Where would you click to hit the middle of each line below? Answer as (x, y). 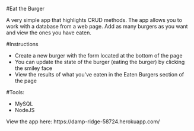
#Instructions (22, 44)
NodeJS (25, 110)
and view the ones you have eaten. (49, 33)
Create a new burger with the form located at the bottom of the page (98, 55)
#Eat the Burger (26, 9)
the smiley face (33, 68)
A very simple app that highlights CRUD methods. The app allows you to (94, 20)
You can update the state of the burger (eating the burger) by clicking (100, 62)
